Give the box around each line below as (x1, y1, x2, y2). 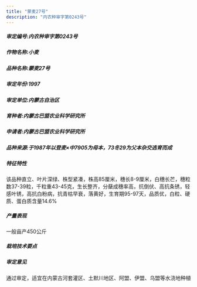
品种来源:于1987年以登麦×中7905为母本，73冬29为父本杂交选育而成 (6, 144, 172, 151)
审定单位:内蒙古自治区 (6, 96, 60, 103)
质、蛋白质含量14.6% (6, 197, 57, 205)
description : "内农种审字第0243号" (6, 14, 87, 20)
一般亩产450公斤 (6, 228, 47, 235)
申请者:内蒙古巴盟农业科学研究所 (6, 128, 85, 135)
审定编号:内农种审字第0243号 (6, 33, 78, 40)
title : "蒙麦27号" (6, 8, 49, 15)
